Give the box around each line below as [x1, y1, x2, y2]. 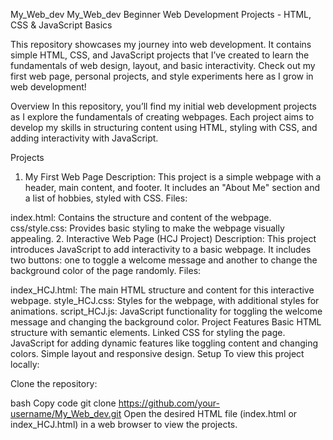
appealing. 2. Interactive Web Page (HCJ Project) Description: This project [10, 233, 317, 244]
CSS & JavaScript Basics [10, 19, 113, 31]
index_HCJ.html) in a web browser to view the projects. [10, 419, 238, 430]
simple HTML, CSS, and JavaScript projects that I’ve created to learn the [10, 49, 310, 61]
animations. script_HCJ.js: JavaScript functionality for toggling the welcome [10, 305, 323, 317]
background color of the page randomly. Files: [10, 265, 202, 276]
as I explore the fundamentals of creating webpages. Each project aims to [10, 111, 315, 123]
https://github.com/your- [118, 397, 220, 409]
